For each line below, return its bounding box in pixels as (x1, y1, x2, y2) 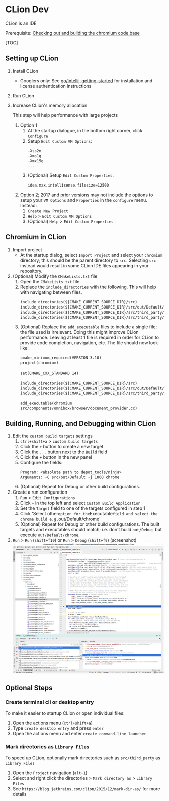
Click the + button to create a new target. (20, 444, 105, 450)
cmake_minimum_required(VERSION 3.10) (20, 355, 102, 360)
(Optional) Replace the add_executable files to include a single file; (20, 324, 157, 330)
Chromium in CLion (5, 233, 67, 241)
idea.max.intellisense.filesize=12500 (27, 182, 109, 188)
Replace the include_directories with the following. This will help (20, 284, 156, 290)
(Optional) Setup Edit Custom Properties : (27, 172, 114, 178)
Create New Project (27, 208, 69, 214)
